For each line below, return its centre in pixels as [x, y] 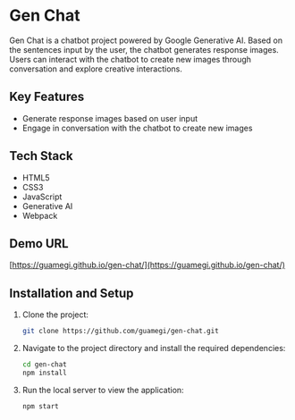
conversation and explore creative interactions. [96, 69]
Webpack [40, 215]
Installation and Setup [72, 293]
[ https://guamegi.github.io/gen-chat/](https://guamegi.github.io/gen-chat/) [147, 265]
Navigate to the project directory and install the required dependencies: [154, 349]
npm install [44, 373]
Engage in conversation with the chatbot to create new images [137, 128]
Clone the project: [55, 315]
